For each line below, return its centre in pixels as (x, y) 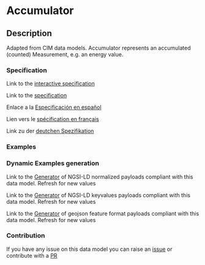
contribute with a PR (32, 255)
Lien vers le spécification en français (53, 119)
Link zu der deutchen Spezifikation (50, 131)
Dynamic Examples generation (53, 163)
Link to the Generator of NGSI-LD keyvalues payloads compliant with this (99, 195)
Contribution (26, 236)
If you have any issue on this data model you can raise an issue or (89, 249)
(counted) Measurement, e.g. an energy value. (65, 54)
